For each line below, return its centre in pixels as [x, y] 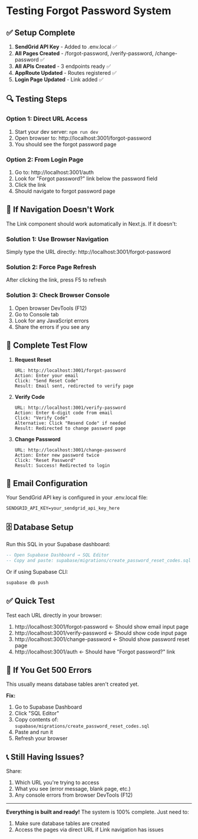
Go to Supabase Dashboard [48, 707]
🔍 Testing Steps [37, 99]
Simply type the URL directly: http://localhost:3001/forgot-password [88, 252]
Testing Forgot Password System [89, 11]
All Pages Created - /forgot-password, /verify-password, [84, 53]
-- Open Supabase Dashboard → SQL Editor [58, 555]
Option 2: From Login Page [45, 159]
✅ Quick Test [30, 601]
